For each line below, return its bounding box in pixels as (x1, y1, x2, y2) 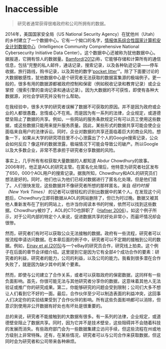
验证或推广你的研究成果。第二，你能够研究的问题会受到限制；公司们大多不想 (5, 284, 161, 290)
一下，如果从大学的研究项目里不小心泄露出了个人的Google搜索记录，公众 (9, 135, 159, 140)
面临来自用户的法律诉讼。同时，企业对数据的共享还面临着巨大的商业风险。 (5, 128, 157, 135)
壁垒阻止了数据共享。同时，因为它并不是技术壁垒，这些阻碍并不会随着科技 (9, 319, 161, 326)
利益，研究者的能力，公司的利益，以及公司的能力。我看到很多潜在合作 (18, 255, 161, 261)
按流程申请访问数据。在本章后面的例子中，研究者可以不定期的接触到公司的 (5, 236, 157, 242)
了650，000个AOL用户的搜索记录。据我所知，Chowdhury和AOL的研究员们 (5, 170, 158, 176)
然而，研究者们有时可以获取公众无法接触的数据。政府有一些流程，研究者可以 (5, 230, 161, 236)
